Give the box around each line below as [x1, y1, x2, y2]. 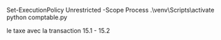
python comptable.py [6, 13, 67, 21]
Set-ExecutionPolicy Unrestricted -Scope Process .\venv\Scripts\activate [6, 6, 215, 14]
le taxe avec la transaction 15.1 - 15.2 [6, 27, 110, 34]
